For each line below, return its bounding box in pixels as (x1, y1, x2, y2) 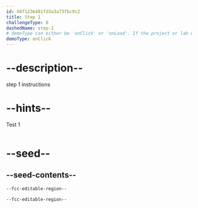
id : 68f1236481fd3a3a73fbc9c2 (6, 8, 81, 15)
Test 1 (6, 121, 21, 128)
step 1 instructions (6, 81, 51, 88)
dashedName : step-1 (6, 25, 54, 31)
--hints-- (6, 101, 51, 115)
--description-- (6, 61, 84, 75)
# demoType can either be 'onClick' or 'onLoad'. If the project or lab (6, 31, 189, 37)
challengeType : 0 (6, 19, 49, 25)
